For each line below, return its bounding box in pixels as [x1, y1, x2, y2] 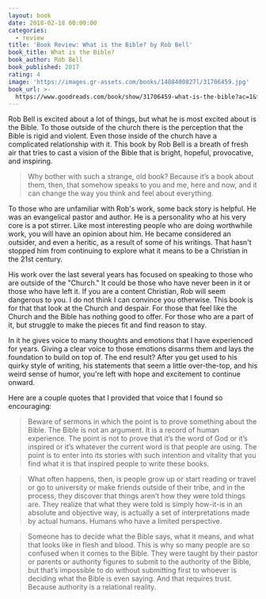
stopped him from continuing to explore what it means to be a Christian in [8, 246, 248, 256]
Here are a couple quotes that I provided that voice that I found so [8, 393, 223, 403]
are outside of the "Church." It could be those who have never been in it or [8, 278, 251, 288]
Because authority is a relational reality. [27, 582, 157, 592]
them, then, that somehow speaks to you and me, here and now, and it [27, 180, 257, 190]
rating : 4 [8, 71, 41, 78]
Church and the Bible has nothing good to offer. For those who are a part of [8, 312, 254, 322]
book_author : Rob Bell [8, 56, 83, 64]
